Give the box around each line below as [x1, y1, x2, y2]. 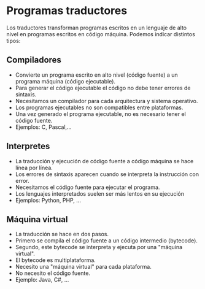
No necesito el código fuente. [15, 269, 91, 277]
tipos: [6, 37, 21, 44]
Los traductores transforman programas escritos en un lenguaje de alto [6, 24, 187, 31]
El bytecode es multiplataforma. [15, 256, 96, 264]
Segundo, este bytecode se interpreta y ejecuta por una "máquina [15, 244, 183, 251]
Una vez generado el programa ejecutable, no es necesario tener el [15, 110, 186, 117]
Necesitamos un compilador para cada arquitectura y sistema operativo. [15, 97, 198, 104]
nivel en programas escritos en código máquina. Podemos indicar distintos [6, 30, 195, 37]
